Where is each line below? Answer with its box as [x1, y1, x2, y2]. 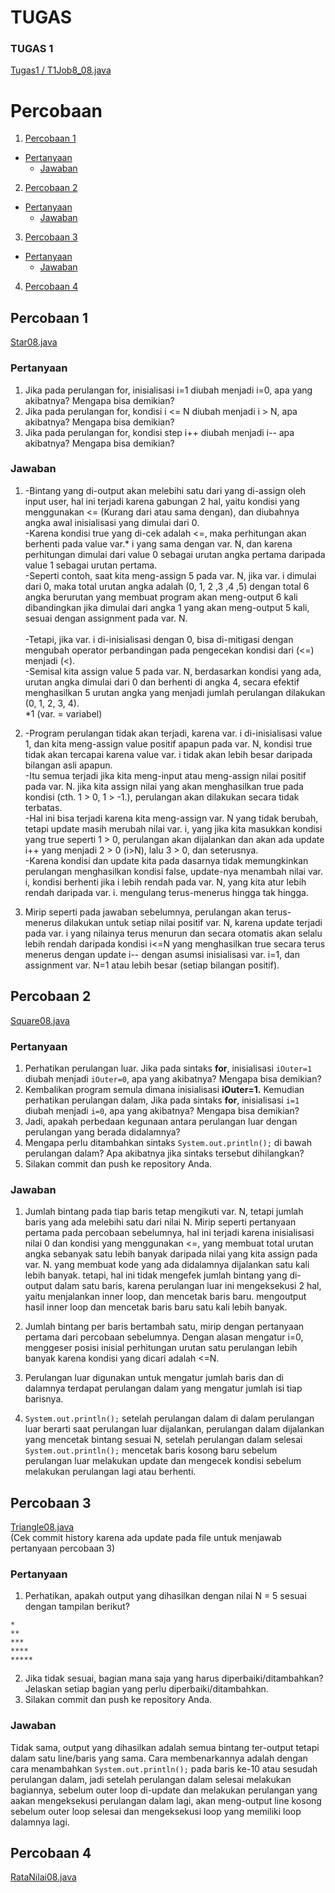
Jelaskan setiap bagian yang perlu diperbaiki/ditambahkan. [24, 1683, 269, 1695]
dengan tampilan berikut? [24, 1601, 130, 1613]
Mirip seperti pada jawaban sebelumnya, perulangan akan [24, 906, 265, 918]
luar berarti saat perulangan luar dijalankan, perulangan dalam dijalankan [24, 1423, 325, 1435]
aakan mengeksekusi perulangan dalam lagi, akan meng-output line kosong [10, 1794, 322, 1806]
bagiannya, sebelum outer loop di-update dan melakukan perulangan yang [10, 1784, 318, 1796]
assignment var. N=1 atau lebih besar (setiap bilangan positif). [24, 959, 280, 971]
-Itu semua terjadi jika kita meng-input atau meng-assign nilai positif [24, 769, 307, 781]
